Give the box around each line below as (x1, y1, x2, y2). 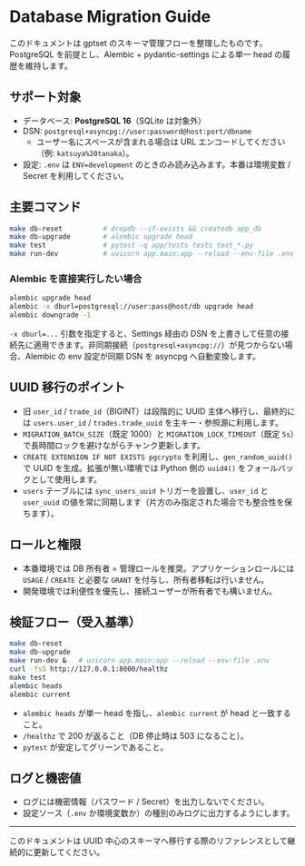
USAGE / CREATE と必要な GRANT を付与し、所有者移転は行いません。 (22, 574, 270, 585)
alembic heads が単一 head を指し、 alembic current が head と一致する (22, 707, 291, 718)
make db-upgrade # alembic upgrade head (9, 232, 193, 241)
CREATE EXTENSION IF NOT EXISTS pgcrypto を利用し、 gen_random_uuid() (22, 451, 293, 462)
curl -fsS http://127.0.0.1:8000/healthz (9, 664, 169, 674)
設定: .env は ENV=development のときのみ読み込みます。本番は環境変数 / (22, 159, 291, 170)
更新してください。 (33, 847, 105, 858)
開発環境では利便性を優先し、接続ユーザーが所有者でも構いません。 (22, 586, 278, 596)
